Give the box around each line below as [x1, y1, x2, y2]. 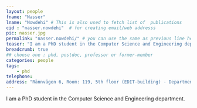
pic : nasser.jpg [6, 30, 46, 36]
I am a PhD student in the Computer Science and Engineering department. [6, 95, 185, 102]
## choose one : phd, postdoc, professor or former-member [6, 52, 154, 58]
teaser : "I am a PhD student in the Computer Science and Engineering [6, 41, 182, 47]
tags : [6, 62, 19, 69]
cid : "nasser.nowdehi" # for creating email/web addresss [6, 25, 157, 31]
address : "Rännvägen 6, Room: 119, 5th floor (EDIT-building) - [6, 79, 167, 85]
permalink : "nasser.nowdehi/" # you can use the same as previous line [6, 36, 185, 41]
